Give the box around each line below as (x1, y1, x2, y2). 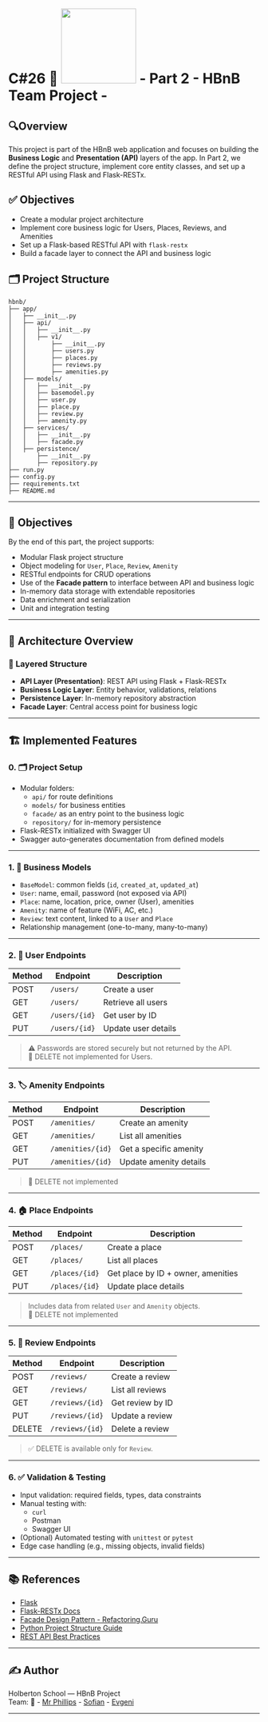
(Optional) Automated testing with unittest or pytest (19, 1532, 194, 1542)
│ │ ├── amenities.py (8, 368, 109, 376)
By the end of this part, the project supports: (8, 537, 155, 547)
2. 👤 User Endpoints (8, 950, 86, 961)
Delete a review (111, 1424, 170, 1435)
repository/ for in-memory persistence (31, 817, 162, 827)
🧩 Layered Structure (8, 658, 88, 669)
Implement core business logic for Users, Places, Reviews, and (19, 222, 227, 232)
